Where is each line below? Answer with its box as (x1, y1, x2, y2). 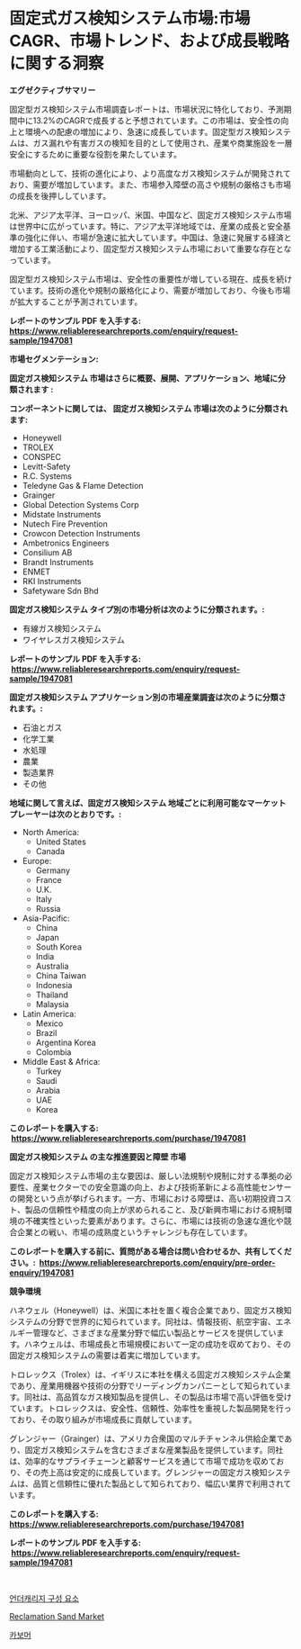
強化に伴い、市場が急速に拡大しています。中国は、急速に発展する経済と (24, 231, 292, 243)
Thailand (35, 989, 69, 1000)
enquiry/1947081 (9, 1266, 75, 1278)
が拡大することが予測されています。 (9, 296, 143, 307)
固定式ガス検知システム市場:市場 (9, 8, 251, 29)
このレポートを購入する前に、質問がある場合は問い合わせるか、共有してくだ (9, 1246, 292, 1257)
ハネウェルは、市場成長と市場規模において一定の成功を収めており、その (23, 1338, 292, 1349)
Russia (35, 903, 61, 914)
